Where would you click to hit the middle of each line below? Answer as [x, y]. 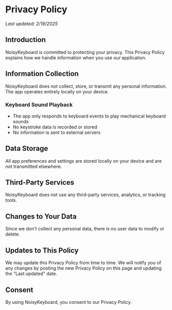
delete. [13, 234]
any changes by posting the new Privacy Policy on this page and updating [83, 268]
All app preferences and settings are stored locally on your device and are [83, 161]
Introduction [26, 40]
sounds [21, 121]
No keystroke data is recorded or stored [55, 127]
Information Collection [42, 74]
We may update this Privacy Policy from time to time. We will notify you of [83, 263]
